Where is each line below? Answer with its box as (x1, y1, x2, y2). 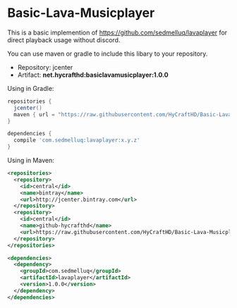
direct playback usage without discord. (7, 35, 121, 44)
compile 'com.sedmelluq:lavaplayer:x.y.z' (13, 137, 140, 144)
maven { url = (13, 111, 55, 118)
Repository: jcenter (17, 63, 73, 71)
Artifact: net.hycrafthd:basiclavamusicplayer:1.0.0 (17, 70, 169, 79)
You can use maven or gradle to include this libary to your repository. (7, 49, 208, 58)
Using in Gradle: (7, 84, 54, 92)
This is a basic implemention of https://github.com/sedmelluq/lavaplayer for (7, 28, 228, 37)
